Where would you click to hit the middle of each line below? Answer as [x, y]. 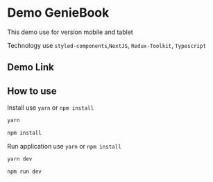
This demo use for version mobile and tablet [70, 32]
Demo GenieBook [58, 13]
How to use [32, 91]
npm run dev [24, 172]
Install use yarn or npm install [51, 108]
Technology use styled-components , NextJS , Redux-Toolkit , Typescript [107, 45]
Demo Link [31, 67]
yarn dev [20, 159]
